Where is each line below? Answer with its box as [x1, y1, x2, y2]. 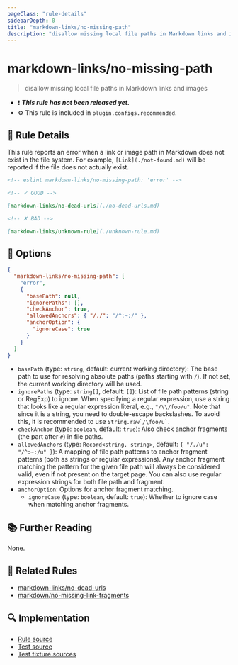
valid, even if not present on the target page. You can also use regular [17, 470, 222, 479]
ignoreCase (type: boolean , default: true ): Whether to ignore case [28, 493, 218, 501]
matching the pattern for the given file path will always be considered [17, 462, 220, 471]
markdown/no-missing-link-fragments [17, 591, 130, 600]
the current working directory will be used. [17, 380, 142, 389]
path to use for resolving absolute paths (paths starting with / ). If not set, [17, 372, 231, 381]
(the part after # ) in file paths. [17, 432, 103, 441]
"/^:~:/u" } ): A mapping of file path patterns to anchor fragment [17, 447, 208, 456]
